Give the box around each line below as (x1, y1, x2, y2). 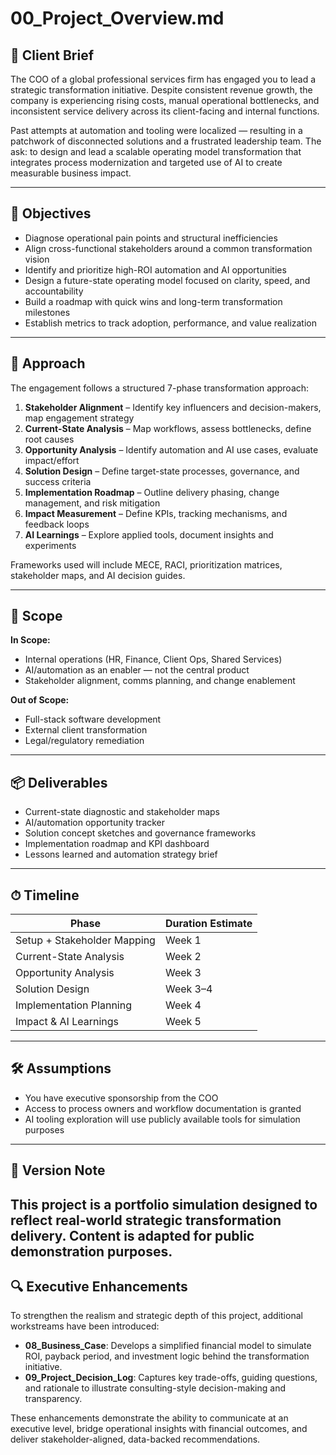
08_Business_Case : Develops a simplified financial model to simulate (24, 1340, 312, 1352)
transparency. (24, 1393, 83, 1405)
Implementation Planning (15, 998, 132, 1012)
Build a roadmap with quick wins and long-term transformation (24, 295, 283, 307)
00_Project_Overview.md (10, 7, 225, 30)
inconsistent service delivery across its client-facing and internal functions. (10, 105, 320, 117)
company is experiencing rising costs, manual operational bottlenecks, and (10, 95, 320, 106)
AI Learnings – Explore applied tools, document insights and (24, 528, 274, 541)
